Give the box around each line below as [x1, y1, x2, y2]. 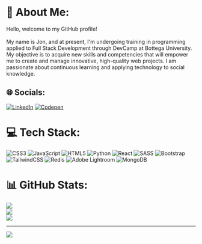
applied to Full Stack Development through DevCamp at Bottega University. [6, 44, 192, 52]
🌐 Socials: [6, 87, 46, 98]
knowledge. [6, 70, 35, 77]
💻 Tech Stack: [6, 126, 81, 139]
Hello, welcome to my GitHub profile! [6, 25, 97, 32]
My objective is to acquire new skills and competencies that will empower [6, 50, 188, 58]
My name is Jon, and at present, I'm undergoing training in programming [6, 38, 186, 45]
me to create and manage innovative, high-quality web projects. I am [6, 57, 177, 64]
